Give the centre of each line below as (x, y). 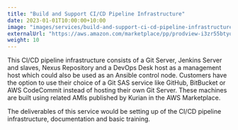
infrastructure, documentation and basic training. (79, 119)
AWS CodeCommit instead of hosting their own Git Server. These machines (117, 90)
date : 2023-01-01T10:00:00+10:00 (57, 20)
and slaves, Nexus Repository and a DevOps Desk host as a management (114, 68)
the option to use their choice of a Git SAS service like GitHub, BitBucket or (117, 83)
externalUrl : (27, 34)
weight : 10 (23, 40)
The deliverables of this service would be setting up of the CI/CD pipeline (114, 112)
